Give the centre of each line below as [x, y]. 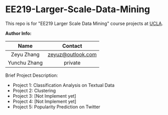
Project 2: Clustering [34, 91]
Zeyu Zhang [25, 54]
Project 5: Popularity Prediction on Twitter [57, 107]
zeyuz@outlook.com [72, 54]
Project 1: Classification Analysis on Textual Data [63, 85]
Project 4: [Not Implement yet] [44, 101]
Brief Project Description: [32, 75]
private [72, 63]
